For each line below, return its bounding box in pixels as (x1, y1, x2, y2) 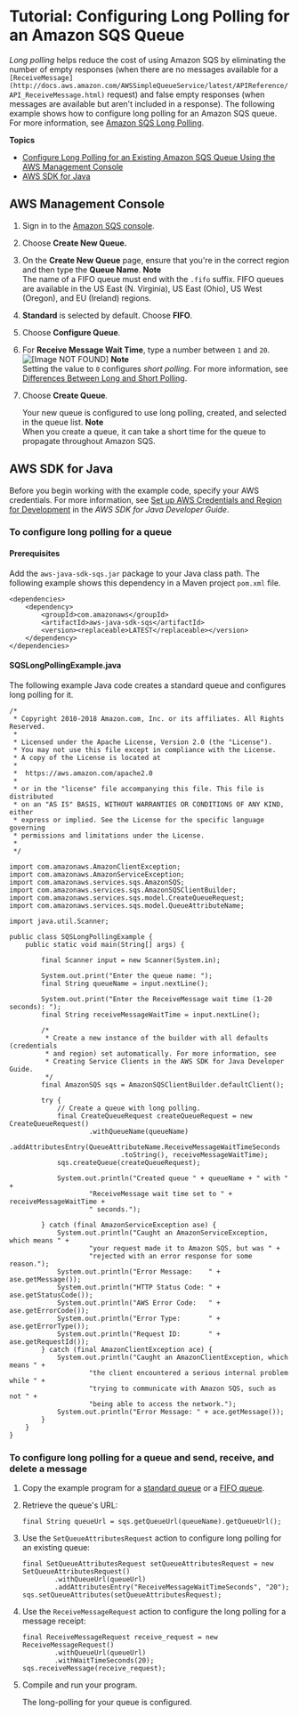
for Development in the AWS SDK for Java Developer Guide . (9, 504, 230, 514)
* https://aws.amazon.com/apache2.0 (12, 768, 153, 778)
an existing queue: (21, 1542, 91, 1553)
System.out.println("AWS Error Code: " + (56, 1298, 221, 1307)
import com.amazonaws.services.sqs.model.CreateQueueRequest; (9, 893, 245, 903)
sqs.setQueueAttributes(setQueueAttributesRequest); (21, 1591, 222, 1599)
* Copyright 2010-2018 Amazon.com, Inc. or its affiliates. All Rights (12, 714, 285, 723)
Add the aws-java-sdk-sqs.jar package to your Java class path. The (9, 568, 260, 579)
